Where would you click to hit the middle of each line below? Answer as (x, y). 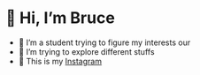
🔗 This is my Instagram (60, 61)
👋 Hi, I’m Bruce (61, 18)
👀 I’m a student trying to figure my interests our (104, 42)
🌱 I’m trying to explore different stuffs (86, 51)
